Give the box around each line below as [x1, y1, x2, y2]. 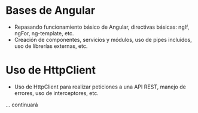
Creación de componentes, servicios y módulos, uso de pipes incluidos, [14, 36, 192, 43]
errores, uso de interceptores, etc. [14, 89, 99, 96]
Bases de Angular [5, 4, 96, 17]
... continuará [5, 101, 38, 108]
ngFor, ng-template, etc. [14, 29, 74, 36]
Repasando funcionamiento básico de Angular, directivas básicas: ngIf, [14, 23, 190, 30]
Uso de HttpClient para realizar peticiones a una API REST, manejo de [14, 83, 186, 90]
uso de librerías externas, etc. [14, 42, 88, 50]
